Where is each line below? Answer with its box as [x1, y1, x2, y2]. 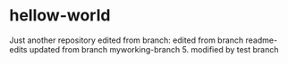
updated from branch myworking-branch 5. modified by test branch [29, 44, 279, 54]
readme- [245, 35, 278, 45]
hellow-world [9, 5, 111, 26]
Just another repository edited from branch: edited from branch [9, 35, 244, 45]
